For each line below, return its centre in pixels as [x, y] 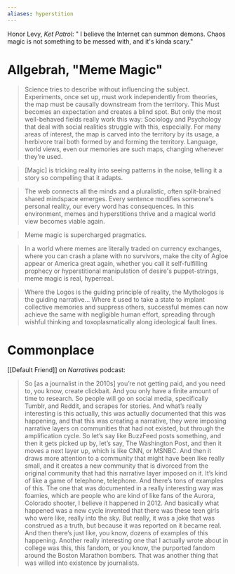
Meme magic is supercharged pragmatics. [86, 235]
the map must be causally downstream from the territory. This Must [122, 104]
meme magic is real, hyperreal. [69, 278]
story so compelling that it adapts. [74, 177]
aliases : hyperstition [40, 14]
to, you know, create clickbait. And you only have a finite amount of [121, 390]
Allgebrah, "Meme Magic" [85, 69]
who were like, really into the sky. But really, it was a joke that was [120, 518]
